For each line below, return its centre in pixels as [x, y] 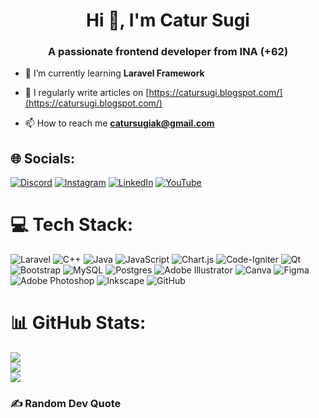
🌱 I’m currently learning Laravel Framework [114, 73]
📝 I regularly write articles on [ [87, 93]
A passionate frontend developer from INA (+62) [168, 52]
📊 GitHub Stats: [78, 323]
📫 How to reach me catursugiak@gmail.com [119, 123]
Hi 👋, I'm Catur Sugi [168, 20]
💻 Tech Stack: [72, 225]
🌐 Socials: [43, 158]
